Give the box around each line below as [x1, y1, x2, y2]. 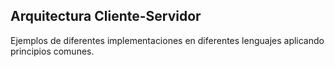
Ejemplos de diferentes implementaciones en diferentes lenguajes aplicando [10, 34, 325, 46]
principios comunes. [10, 45, 95, 57]
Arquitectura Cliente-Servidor [10, 8, 202, 25]
